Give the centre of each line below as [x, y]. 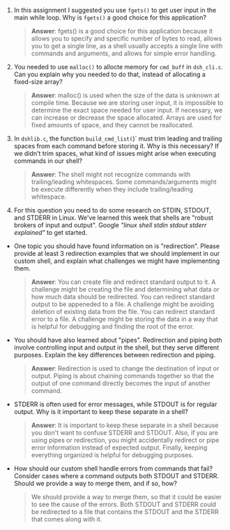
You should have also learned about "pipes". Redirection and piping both [118, 340]
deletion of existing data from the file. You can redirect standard [123, 311]
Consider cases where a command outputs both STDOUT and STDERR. [116, 476]
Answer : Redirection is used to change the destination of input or [125, 368]
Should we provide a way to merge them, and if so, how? [95, 483]
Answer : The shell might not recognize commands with [111, 174]
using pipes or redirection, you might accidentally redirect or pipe [125, 440]
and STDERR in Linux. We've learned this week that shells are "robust [114, 217]
